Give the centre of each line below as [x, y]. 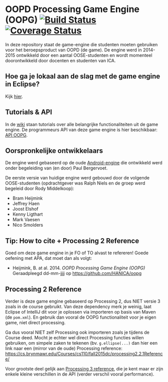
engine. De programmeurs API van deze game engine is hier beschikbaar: [81, 130]
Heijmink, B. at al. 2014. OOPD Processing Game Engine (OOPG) [79, 268]
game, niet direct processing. [36, 322]
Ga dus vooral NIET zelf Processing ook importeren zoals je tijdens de [77, 332]
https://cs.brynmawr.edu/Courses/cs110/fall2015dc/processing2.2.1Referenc [84, 354]
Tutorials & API [29, 112]
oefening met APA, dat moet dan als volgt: [49, 258]
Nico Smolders [28, 225]
